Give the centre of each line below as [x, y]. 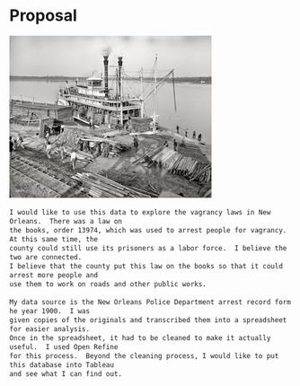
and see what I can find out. [66, 373]
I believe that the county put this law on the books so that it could [146, 266]
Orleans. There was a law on [66, 221]
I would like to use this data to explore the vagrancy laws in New [140, 212]
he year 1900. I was [50, 311]
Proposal [44, 16]
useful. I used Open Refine [64, 347]
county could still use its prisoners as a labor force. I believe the [148, 248]
